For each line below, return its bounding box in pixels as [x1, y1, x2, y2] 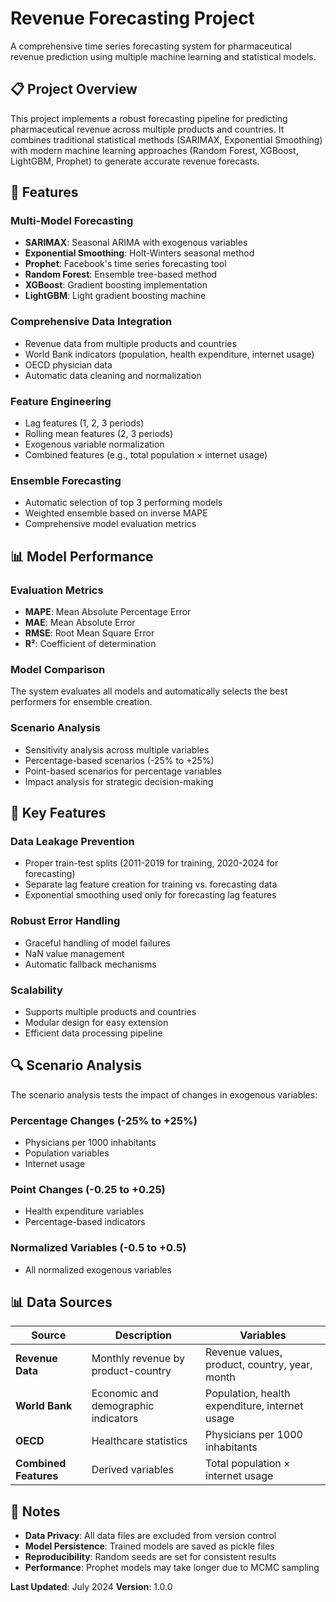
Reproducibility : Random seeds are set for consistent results [24, 1551, 277, 1563]
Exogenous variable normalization [24, 438, 165, 451]
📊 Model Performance [10, 548, 154, 565]
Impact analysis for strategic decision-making [24, 775, 214, 787]
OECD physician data [24, 358, 113, 371]
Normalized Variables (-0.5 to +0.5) [10, 1241, 187, 1255]
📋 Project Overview [10, 81, 138, 98]
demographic [91, 1399, 155, 1413]
